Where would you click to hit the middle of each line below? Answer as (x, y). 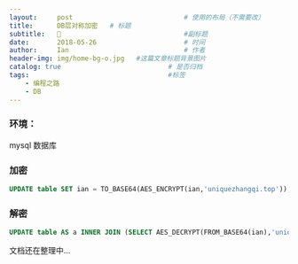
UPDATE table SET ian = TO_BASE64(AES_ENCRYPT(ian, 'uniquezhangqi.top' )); (150, 190)
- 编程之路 (43, 83)
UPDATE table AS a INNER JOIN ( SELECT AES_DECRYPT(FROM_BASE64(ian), (141, 233)
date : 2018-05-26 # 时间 (107, 42)
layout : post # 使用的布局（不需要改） (137, 17)
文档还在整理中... (40, 251)
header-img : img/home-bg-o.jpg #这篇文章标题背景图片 (108, 58)
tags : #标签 (98, 75)
